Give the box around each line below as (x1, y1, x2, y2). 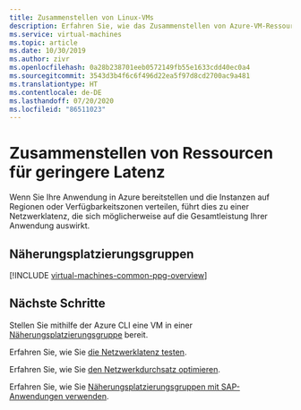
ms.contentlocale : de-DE (9, 88, 102, 97)
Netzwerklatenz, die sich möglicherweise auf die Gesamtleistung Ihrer (9, 211, 269, 222)
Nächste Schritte (9, 296, 106, 312)
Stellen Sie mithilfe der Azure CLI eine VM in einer (9, 320, 193, 330)
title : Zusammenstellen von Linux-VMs (9, 13, 154, 22)
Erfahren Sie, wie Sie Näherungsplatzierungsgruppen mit (9, 381, 219, 392)
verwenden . (64, 390, 109, 401)
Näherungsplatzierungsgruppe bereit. (9, 329, 149, 340)
